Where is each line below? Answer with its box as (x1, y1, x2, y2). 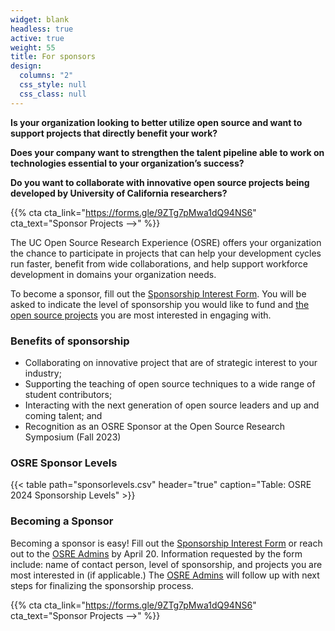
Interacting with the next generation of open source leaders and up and (24, 399, 320, 411)
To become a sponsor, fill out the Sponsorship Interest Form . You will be (10, 287, 307, 300)
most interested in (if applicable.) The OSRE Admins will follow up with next (10, 569, 320, 581)
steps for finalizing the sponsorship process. (10, 579, 194, 591)
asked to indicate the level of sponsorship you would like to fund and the (10, 298, 310, 310)
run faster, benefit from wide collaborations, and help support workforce (10, 257, 308, 270)
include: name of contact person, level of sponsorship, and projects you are (10, 558, 323, 570)
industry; (24, 367, 62, 379)
